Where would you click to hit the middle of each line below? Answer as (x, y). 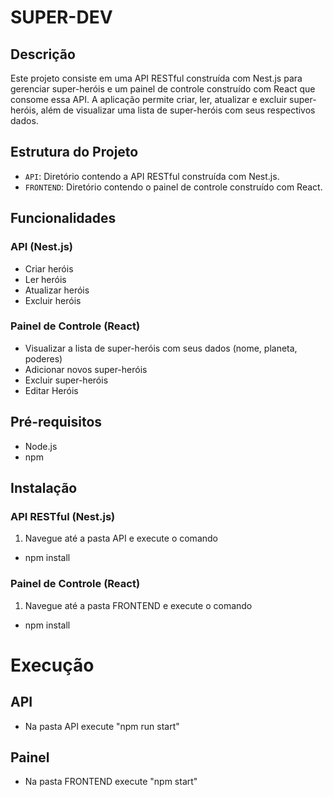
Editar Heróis (51, 390)
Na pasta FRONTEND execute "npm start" (111, 782)
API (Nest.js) (42, 247)
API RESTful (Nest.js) (63, 516)
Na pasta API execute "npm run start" (102, 726)
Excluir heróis (53, 300)
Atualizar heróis (57, 290)
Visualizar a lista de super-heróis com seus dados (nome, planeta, (161, 348)
